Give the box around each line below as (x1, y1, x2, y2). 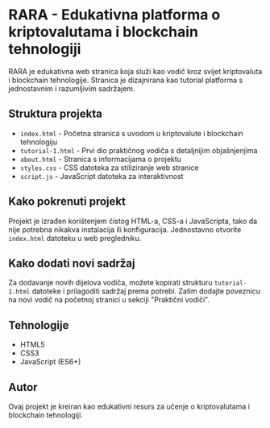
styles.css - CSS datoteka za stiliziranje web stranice (19, 163, 199, 172)
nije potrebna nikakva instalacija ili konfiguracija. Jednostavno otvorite (8, 224, 242, 235)
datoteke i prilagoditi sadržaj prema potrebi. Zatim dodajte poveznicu (31, 286, 260, 296)
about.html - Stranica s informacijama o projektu (19, 154, 181, 164)
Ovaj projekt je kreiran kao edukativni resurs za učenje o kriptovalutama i (8, 401, 250, 411)
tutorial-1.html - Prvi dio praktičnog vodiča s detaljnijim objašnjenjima (19, 145, 258, 155)
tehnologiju (19, 137, 58, 147)
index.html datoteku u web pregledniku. (8, 233, 142, 243)
